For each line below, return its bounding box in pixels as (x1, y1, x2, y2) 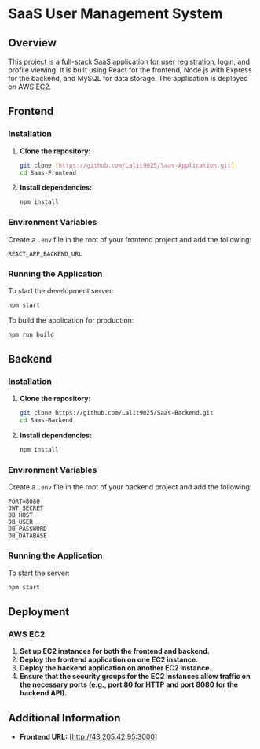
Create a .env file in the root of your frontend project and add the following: (8, 234, 252, 244)
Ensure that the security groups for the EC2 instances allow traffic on (19, 672, 251, 681)
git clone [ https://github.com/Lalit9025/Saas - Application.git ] (19, 161, 235, 169)
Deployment (8, 605, 70, 618)
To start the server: (8, 568, 71, 577)
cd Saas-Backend (19, 416, 73, 425)
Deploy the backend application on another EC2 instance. (19, 663, 212, 673)
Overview (8, 36, 57, 50)
